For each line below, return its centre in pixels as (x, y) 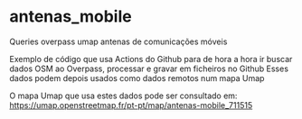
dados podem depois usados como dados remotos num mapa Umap (137, 78)
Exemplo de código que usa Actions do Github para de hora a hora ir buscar (151, 59)
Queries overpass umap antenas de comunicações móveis (118, 41)
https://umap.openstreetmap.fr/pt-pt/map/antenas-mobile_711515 (131, 105)
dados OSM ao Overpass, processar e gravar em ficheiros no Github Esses (149, 69)
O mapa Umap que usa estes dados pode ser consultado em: (123, 96)
